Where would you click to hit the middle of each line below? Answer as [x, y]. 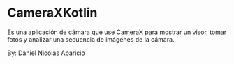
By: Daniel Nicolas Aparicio [46, 53]
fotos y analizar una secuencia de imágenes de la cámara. [91, 39]
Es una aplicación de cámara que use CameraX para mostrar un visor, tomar [117, 32]
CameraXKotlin [52, 13]
